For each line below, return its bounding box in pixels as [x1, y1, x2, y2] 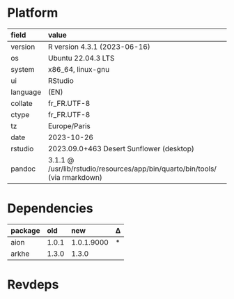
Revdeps [7, 277, 59, 293]
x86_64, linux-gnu [47, 64, 110, 74]
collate [10, 98, 33, 108]
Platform [7, 5, 58, 21]
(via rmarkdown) [47, 172, 102, 182]
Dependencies [7, 201, 93, 217]
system [10, 64, 35, 74]
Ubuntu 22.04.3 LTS [47, 53, 115, 63]
